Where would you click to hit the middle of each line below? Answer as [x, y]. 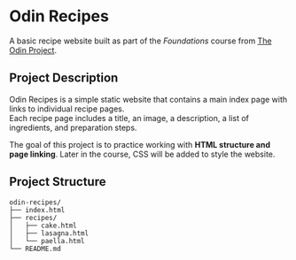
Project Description [64, 78]
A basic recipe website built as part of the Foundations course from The [140, 41]
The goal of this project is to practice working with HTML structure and [140, 144]
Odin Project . [33, 50]
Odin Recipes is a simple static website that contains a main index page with [148, 99]
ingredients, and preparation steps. [73, 127]
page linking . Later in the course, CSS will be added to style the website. [142, 154]
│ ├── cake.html [43, 226]
